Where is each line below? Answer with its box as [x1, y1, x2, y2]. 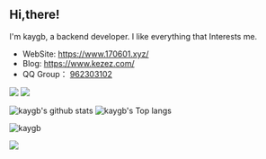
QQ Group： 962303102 [22, 68, 112, 79]
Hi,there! [9, 7, 60, 22]
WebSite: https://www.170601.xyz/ [22, 49, 150, 59]
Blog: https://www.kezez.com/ [22, 57, 135, 68]
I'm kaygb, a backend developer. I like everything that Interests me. [9, 31, 258, 41]
